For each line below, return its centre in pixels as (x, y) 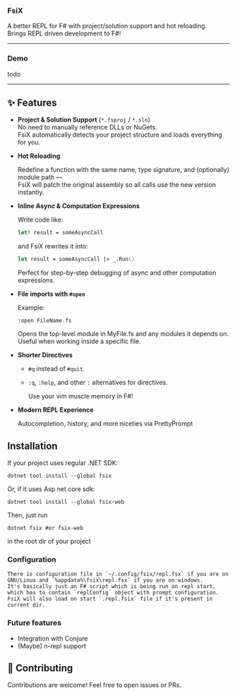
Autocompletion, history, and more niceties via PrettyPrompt (105, 424)
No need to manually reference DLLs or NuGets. (87, 127)
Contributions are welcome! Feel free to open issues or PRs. (95, 685)
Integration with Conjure (53, 638)
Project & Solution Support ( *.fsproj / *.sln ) (84, 120)
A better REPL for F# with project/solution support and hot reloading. (107, 26)
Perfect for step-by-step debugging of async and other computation (117, 273)
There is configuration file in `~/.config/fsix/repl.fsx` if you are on (118, 574)
